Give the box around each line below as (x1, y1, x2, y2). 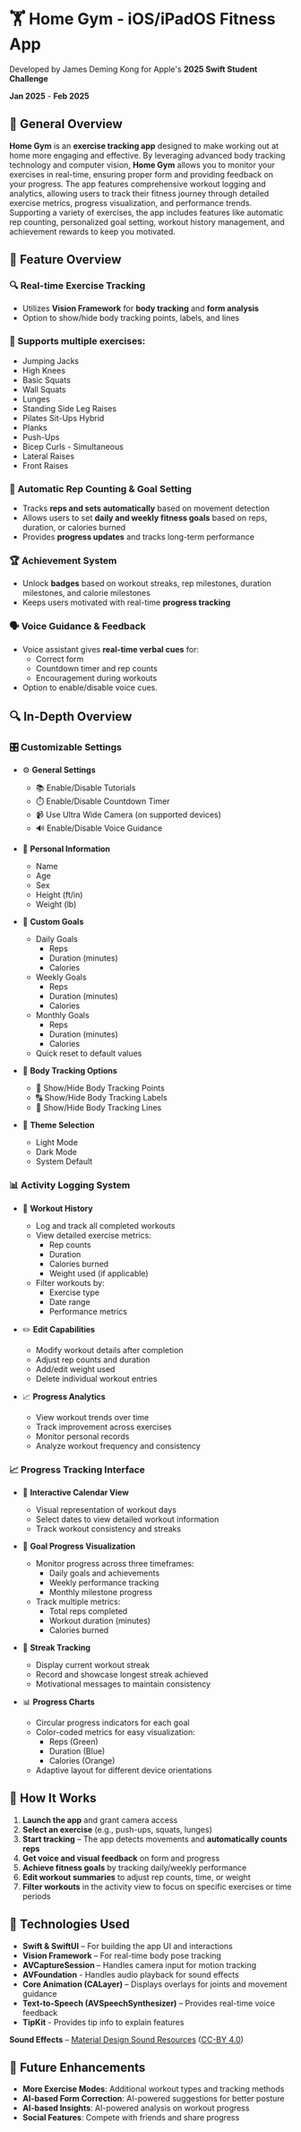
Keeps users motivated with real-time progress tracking (21, 597, 231, 608)
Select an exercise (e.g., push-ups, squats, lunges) (21, 1824, 213, 1834)
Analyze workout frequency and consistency (35, 1440, 202, 1451)
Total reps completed (48, 1605, 128, 1616)
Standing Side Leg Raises (21, 402, 117, 414)
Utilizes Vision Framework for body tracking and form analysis (21, 303, 260, 314)
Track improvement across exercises (35, 1421, 172, 1432)
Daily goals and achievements (48, 1567, 160, 1578)
